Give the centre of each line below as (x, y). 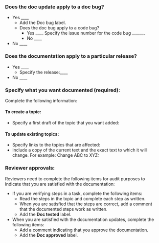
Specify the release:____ (44, 72)
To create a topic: (23, 112)
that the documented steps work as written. (63, 209)
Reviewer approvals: (30, 168)
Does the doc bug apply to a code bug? (59, 28)
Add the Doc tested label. (45, 214)
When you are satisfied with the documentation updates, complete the (83, 219)
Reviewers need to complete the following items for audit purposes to (75, 179)
